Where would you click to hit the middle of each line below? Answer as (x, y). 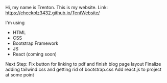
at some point (20, 75)
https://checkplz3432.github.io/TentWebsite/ (53, 13)
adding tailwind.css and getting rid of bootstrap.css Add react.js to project (83, 69)
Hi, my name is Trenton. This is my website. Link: (57, 7)
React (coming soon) (35, 54)
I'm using (15, 23)
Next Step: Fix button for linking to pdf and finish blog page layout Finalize (83, 64)
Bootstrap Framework (35, 43)
